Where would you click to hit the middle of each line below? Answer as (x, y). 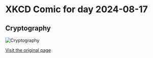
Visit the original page (28, 50)
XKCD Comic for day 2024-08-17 (77, 9)
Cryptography (28, 28)
